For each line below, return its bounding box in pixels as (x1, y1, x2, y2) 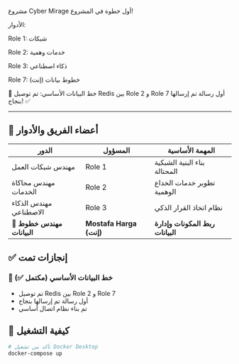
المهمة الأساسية (167, 145, 216, 155)
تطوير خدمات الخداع (154, 177, 216, 187)
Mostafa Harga (85, 219, 137, 228)
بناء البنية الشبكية (154, 157, 205, 167)
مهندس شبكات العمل (11, 162, 75, 172)
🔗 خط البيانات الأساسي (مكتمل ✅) (8, 273, 113, 283)
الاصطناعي (11, 206, 45, 216)
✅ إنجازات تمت (8, 252, 68, 264)
